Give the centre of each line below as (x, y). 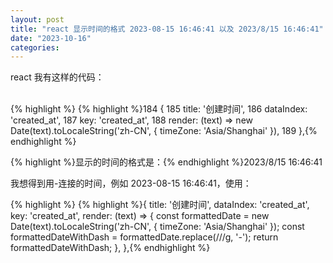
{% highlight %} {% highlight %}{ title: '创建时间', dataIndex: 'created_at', (160, 205)
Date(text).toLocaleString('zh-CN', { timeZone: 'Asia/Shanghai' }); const (157, 227)
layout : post (37, 19)
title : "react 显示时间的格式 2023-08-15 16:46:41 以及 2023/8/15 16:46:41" (167, 29)
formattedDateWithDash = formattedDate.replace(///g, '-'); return (144, 237)
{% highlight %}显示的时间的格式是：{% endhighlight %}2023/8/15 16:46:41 (166, 162)
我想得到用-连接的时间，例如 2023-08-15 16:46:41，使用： (131, 183)
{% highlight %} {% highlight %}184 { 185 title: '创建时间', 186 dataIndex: (159, 109)
